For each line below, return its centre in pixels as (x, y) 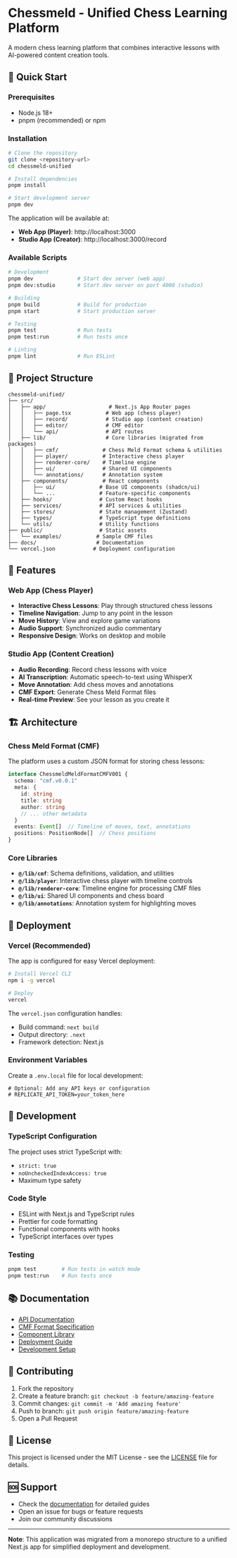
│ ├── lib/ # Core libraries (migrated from (105, 438)
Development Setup (47, 1349)
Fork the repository (46, 1388)
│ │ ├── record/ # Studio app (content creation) (105, 419)
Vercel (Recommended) (49, 945)
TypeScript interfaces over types (66, 1236)
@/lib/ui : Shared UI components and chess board (91, 896)
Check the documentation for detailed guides (84, 1504)
